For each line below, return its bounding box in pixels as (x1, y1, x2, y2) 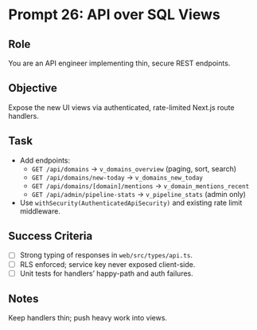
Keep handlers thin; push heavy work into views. (8, 313, 168, 323)
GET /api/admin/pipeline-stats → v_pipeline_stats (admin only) (31, 189, 247, 198)
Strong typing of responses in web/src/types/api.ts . (19, 250, 193, 260)
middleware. (19, 206, 61, 216)
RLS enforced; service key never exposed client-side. (19, 259, 196, 269)
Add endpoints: (19, 155, 71, 165)
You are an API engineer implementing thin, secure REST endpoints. (8, 58, 231, 68)
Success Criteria (8, 230, 93, 243)
